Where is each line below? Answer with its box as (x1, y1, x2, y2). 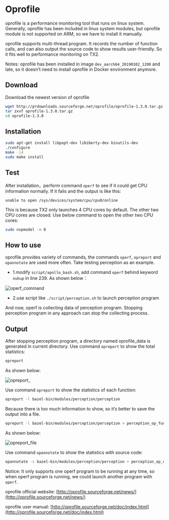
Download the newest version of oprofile (5, 94, 90, 100)
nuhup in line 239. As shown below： (12, 275, 88, 281)
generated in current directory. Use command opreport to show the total (5, 343, 155, 349)
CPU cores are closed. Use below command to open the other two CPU (5, 212, 153, 218)
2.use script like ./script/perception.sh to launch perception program (12, 295, 159, 301)
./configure (5, 145, 30, 150)
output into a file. (5, 411, 41, 417)
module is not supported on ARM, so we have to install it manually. (5, 31, 143, 37)
